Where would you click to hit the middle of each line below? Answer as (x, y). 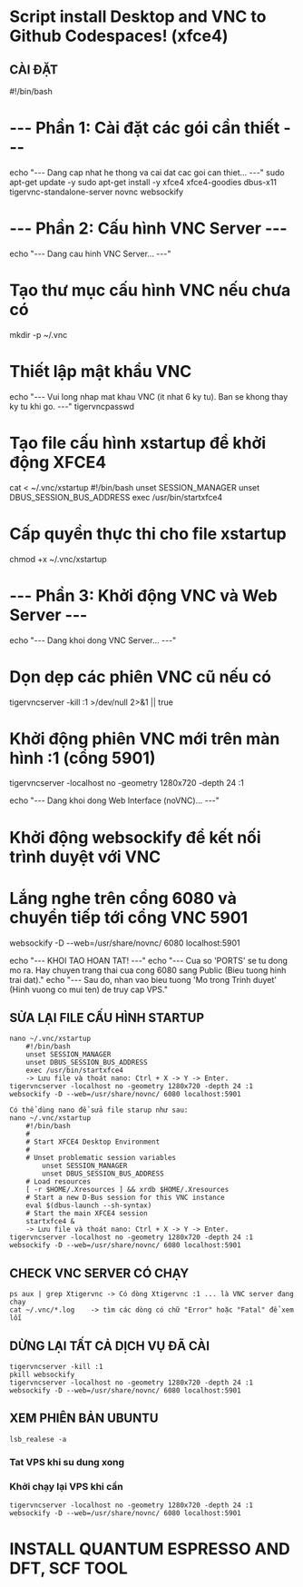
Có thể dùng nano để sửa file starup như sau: (99, 1110)
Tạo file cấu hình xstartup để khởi (137, 443)
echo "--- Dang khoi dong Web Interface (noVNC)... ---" (115, 800)
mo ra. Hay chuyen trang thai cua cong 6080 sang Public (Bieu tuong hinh (148, 970)
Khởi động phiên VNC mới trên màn (145, 739)
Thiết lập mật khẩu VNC (101, 372)
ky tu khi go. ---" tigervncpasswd (72, 406)
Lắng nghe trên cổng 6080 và (123, 898)
